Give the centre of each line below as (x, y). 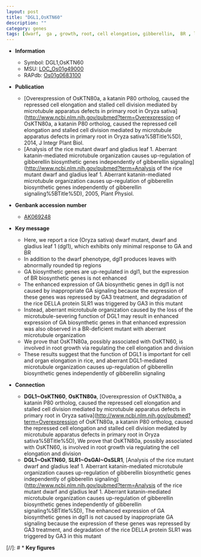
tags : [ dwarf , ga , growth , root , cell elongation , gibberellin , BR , (99, 34)
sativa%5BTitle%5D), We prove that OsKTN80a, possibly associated (108, 441)
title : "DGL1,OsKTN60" (34, 17)
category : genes (26, 28)
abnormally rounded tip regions (63, 265)
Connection (30, 385)
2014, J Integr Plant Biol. (54, 143)
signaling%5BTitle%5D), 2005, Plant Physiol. (79, 194)
